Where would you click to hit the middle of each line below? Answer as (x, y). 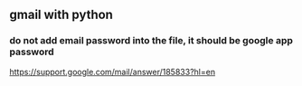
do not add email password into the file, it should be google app (151, 41)
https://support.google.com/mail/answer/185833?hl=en (112, 72)
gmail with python (61, 15)
